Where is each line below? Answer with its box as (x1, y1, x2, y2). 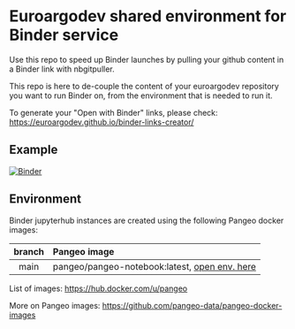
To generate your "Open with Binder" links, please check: (9, 107, 218, 118)
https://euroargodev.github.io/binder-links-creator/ (9, 117, 194, 127)
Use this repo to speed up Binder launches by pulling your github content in (9, 54, 284, 65)
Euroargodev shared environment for (9, 6, 287, 27)
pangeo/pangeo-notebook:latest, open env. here (52, 260, 256, 272)
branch (13, 245, 45, 257)
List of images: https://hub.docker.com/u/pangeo (9, 283, 188, 294)
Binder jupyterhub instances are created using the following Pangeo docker (9, 215, 284, 226)
